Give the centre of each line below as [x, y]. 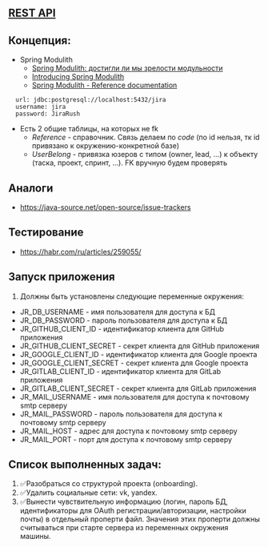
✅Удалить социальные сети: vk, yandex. [88, 493]
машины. [35, 537]
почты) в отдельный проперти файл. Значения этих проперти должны [140, 519]
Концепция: [40, 40]
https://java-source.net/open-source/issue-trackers [105, 207]
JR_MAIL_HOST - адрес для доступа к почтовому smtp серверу [128, 431]
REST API [32, 13]
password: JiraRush [48, 114]
